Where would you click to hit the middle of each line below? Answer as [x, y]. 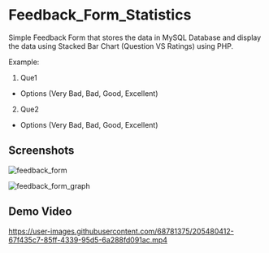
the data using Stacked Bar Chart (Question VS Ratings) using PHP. [121, 46]
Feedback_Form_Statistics [100, 15]
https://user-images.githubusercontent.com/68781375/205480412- [121, 231]
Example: [24, 62]
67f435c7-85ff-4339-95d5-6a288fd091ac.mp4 [88, 240]
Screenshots [41, 151]
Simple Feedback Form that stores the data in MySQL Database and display [135, 37]
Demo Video [40, 212]
